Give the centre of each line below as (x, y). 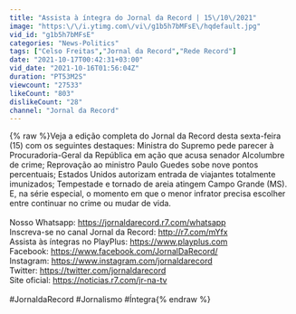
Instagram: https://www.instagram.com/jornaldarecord (111, 261)
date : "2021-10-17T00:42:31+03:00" (76, 60)
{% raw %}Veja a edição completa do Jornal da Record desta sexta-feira (145, 136)
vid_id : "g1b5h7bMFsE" (52, 34)
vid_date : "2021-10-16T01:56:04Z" (75, 69)
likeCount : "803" (42, 93)
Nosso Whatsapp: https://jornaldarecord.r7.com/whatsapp (118, 223)
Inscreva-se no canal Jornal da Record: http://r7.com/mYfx (119, 233)
